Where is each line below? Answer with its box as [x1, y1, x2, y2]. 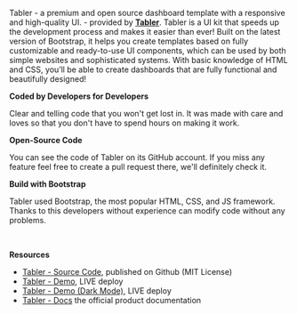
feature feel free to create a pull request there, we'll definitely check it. [9, 162, 268, 172]
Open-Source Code [9, 135, 83, 145]
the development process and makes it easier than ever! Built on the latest [9, 27, 281, 36]
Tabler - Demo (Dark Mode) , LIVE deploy [21, 286, 172, 296]
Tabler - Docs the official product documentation [21, 295, 202, 305]
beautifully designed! [9, 74, 87, 84]
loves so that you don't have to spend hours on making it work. [9, 117, 240, 128]
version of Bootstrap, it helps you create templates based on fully [9, 36, 249, 46]
